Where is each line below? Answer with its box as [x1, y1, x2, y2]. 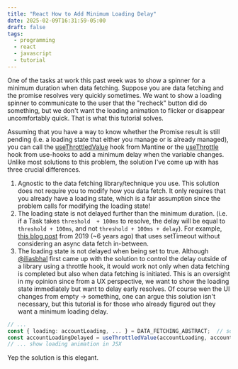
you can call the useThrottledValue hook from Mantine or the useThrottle [7, 143, 219, 151]
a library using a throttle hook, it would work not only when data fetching [17, 262, 230, 270]
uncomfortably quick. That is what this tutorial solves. [7, 114, 164, 122]
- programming [13, 37, 55, 44]
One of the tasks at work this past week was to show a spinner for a [7, 76, 205, 84]
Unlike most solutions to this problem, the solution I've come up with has [7, 158, 219, 166]
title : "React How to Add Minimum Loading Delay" [7, 10, 157, 18]
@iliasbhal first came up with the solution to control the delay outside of [17, 254, 227, 263]
